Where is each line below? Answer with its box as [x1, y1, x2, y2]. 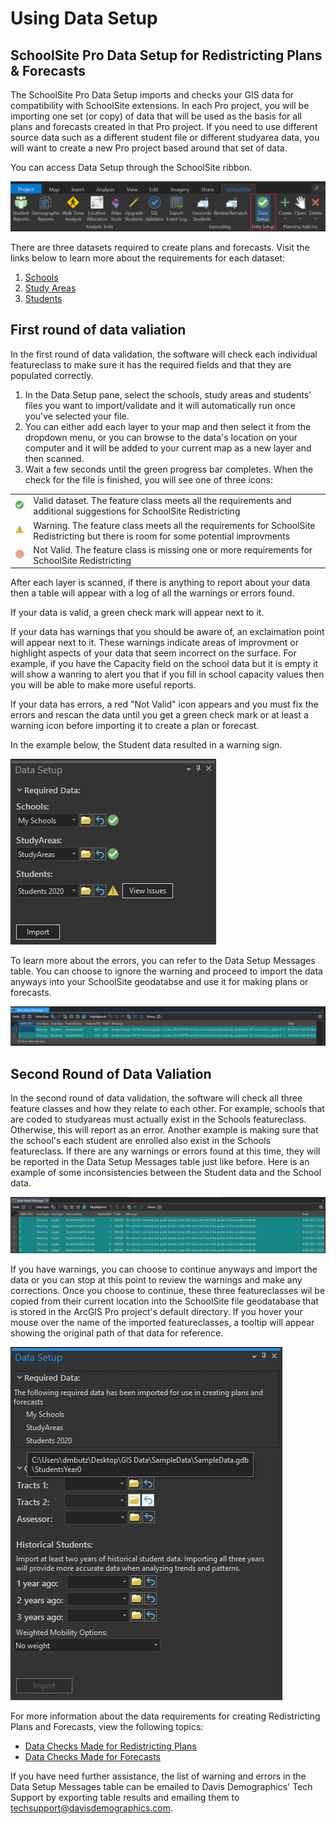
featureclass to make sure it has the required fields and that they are [10, 358, 292, 371]
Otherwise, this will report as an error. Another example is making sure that [10, 1124, 319, 1136]
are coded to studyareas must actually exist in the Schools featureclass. [10, 1113, 307, 1126]
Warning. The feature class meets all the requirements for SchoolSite [33, 519, 316, 531]
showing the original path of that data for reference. [10, 1327, 224, 1339]
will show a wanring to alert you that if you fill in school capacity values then [10, 668, 325, 681]
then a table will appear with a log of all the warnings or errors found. [10, 587, 295, 599]
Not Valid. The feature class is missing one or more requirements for [33, 543, 313, 556]
